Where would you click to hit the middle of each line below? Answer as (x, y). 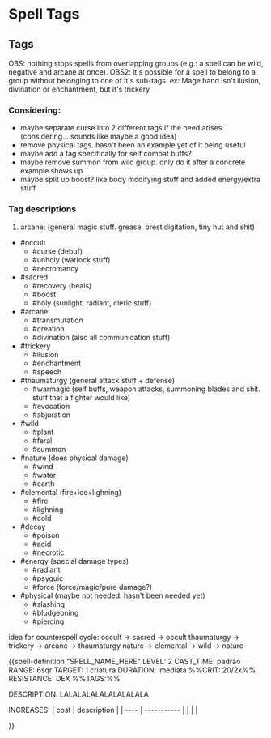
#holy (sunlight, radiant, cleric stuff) (92, 303)
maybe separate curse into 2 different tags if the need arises (121, 128)
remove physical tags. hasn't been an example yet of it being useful (133, 145)
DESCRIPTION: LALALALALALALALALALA (79, 694)
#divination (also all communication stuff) (101, 337)
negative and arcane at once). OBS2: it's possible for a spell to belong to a (132, 72)
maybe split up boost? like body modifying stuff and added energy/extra (140, 180)
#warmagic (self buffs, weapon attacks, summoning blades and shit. (146, 389)
